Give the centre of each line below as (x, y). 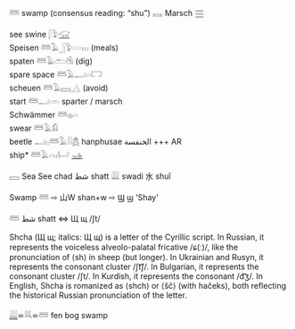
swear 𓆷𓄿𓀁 (34, 128)
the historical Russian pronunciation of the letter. (98, 295)
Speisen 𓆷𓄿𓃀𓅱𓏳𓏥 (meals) (64, 47)
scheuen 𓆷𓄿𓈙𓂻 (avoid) (59, 88)
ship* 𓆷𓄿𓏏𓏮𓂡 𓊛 (46, 155)
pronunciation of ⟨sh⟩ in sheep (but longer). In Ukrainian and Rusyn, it (137, 257)
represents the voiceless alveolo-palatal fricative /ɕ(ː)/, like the (124, 247)
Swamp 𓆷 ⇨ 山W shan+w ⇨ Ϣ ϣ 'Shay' (84, 197)
